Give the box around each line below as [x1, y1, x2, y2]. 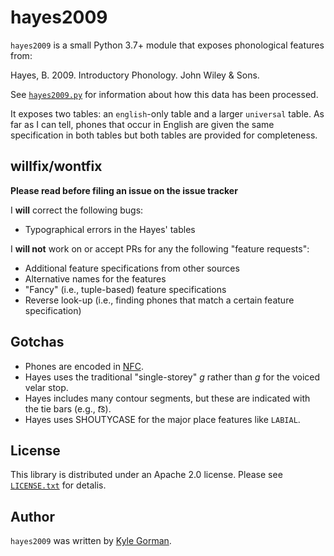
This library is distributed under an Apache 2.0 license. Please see [10, 469, 283, 481]
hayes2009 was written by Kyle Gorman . [10, 535, 172, 547]
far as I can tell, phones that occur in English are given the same [10, 118, 275, 130]
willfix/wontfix [10, 158, 103, 175]
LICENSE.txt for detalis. [10, 479, 107, 491]
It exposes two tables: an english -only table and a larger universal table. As [10, 107, 325, 120]
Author [10, 508, 55, 525]
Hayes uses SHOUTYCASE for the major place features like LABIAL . [24, 413, 301, 425]
